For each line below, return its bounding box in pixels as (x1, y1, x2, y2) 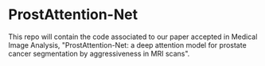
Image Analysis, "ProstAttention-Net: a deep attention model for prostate (8, 40, 247, 49)
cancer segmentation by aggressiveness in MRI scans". (8, 49, 190, 58)
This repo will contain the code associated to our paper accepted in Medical (8, 32, 258, 41)
